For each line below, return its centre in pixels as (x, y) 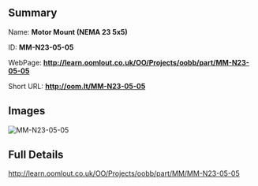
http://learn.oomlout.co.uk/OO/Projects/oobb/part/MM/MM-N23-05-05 (124, 173)
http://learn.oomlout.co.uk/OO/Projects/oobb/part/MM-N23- (146, 62)
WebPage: (25, 62)
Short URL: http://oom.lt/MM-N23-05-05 (77, 86)
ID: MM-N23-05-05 (41, 47)
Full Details (36, 155)
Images (27, 111)
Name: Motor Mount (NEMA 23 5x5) (68, 32)
